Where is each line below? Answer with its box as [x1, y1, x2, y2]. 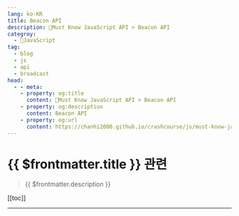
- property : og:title [20, 90, 84, 97]
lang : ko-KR [7, 10, 43, 18]
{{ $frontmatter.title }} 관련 [7, 156, 167, 172]
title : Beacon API [7, 17, 62, 24]
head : [7, 76, 23, 84]
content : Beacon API [26, 110, 87, 117]
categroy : [7, 30, 37, 38]
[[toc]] [7, 194, 26, 202]
